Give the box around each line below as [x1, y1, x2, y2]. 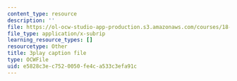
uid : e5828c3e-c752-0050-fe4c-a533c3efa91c [7, 63, 138, 70]
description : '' [7, 17, 55, 24]
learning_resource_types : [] [7, 37, 93, 44]
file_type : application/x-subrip [7, 30, 106, 37]
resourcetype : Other [7, 43, 68, 50]
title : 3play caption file [7, 50, 87, 57]
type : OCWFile [7, 56, 49, 63]
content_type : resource [7, 10, 78, 18]
